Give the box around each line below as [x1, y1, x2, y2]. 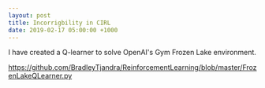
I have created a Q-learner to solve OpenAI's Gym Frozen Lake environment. [8, 48, 256, 57]
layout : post [8, 11, 51, 20]
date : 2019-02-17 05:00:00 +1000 [8, 26, 118, 34]
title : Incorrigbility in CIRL [8, 19, 111, 27]
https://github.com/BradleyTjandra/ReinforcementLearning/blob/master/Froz [8, 63, 257, 72]
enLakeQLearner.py [8, 71, 73, 81]
